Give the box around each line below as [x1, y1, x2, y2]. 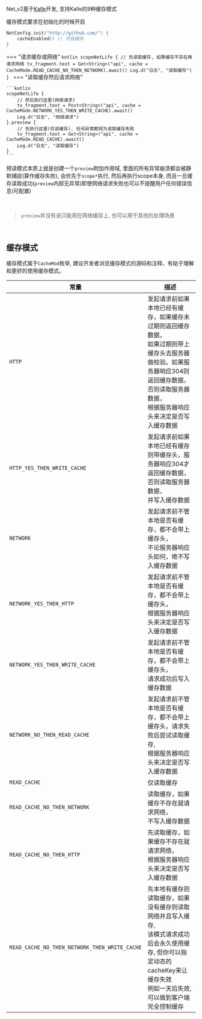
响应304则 [159, 367, 190, 376]
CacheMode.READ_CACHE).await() [6, 136, 85, 142]
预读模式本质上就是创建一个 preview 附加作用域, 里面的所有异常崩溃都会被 [6, 165, 186, 172]
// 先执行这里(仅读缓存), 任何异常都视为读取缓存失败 [17, 125, 135, 131]
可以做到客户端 [147, 994, 190, 1002]
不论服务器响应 [147, 543, 190, 552]
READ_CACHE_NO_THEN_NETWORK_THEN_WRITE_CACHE [9, 944, 142, 951]
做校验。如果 [147, 358, 184, 367]
